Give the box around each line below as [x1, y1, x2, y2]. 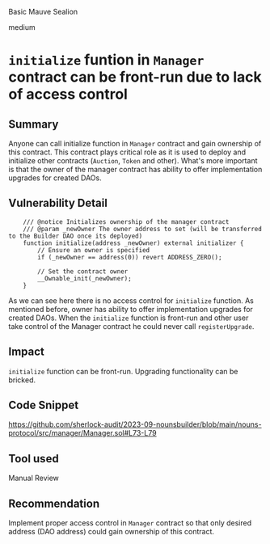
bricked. [8, 375, 36, 385]
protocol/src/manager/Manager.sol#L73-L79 [8, 428, 157, 438]
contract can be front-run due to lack [8, 68, 262, 86]
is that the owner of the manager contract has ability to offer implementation [8, 165, 263, 174]
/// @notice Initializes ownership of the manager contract [23, 217, 230, 226]
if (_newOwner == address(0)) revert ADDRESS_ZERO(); [37, 253, 222, 261]
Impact [8, 345, 44, 359]
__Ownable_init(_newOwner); [37, 274, 132, 282]
